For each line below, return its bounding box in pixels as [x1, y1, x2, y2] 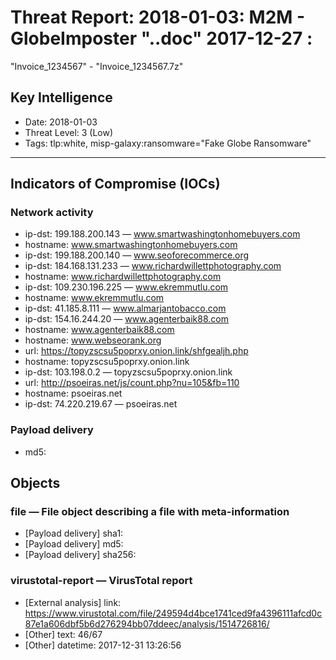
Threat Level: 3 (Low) [24, 126, 114, 138]
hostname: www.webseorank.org [24, 334, 162, 346]
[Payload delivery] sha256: [24, 549, 137, 561]
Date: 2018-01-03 [24, 116, 98, 128]
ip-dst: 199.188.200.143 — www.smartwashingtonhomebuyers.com [24, 228, 301, 240]
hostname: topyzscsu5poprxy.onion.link [24, 356, 190, 368]
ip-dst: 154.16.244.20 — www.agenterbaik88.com [24, 313, 229, 325]
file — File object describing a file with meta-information [10, 505, 290, 519]
